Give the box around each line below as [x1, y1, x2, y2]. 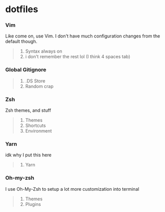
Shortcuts [25, 122, 46, 129]
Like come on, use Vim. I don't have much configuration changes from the [5, 33, 160, 39]
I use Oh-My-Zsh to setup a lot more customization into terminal [5, 186, 140, 192]
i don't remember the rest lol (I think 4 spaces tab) [25, 54, 130, 60]
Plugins [25, 201, 41, 207]
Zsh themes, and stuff [5, 107, 51, 113]
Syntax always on [25, 48, 62, 54]
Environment [25, 128, 52, 134]
